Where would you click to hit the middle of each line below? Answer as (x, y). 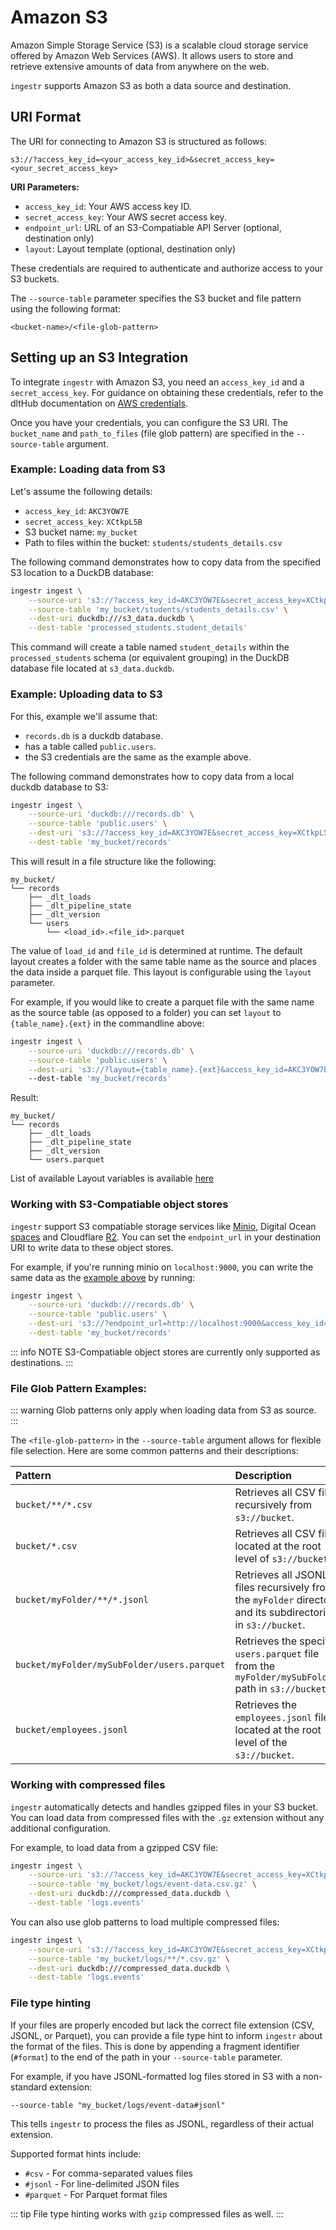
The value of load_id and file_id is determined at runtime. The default (156, 950)
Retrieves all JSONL (281, 1575)
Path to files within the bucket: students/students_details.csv (153, 542)
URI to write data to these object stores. (92, 1247)
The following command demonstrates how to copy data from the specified (165, 562)
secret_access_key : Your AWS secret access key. (125, 217)
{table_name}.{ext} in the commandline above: (107, 1023)
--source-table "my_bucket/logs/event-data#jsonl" (118, 2105)
